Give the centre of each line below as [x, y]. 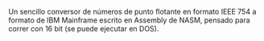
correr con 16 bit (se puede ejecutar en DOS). [84, 29]
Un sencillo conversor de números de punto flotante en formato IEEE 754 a [132, 12]
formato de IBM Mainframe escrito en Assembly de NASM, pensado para [130, 20]
